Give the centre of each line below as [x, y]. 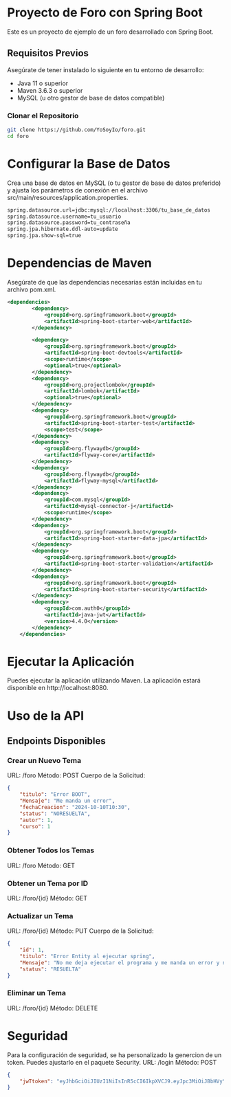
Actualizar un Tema [40, 916]
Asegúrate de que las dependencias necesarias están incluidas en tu [105, 282]
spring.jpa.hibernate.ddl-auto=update [63, 229]
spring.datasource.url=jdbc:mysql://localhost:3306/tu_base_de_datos [109, 210]
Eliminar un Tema [37, 993]
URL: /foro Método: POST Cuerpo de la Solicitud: [76, 775]
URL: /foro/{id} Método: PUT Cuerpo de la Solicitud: [80, 931]
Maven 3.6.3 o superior [50, 90]
